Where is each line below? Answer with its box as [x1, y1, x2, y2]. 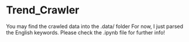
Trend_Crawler [6, 3, 80, 17]
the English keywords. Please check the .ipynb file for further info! [6, 29, 166, 36]
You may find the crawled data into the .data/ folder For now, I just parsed [6, 23, 183, 30]
